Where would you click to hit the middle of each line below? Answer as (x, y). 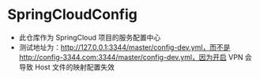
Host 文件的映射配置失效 (75, 67)
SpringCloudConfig (72, 15)
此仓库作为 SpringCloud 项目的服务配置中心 (90, 37)
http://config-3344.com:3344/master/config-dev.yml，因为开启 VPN (131, 57)
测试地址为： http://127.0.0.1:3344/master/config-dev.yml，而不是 (124, 47)
